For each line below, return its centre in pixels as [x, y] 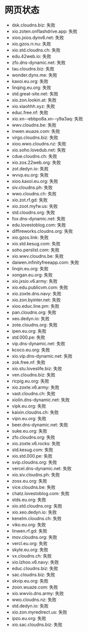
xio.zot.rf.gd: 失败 [30, 200]
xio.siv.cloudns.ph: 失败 [36, 475]
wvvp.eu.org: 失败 [30, 175]
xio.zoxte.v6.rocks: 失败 [36, 443]
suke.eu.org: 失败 [29, 431]
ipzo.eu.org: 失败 [29, 618]
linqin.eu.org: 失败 [30, 268]
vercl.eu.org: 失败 [30, 543]
